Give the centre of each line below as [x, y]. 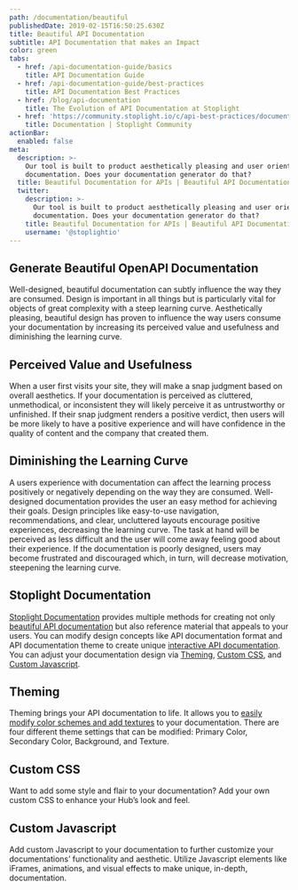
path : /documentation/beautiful [69, 17]
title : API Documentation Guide [85, 75]
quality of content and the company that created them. [109, 433]
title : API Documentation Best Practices [102, 91]
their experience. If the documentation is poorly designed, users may [135, 548]
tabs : [19, 59]
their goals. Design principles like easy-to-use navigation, [114, 511]
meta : [19, 149]
